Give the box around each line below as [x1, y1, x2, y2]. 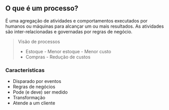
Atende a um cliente [12, 100, 55, 106]
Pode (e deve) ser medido [12, 89, 68, 95]
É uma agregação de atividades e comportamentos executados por [5, 17, 148, 24]
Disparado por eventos [12, 78, 62, 84]
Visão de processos [17, 38, 60, 45]
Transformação [12, 95, 46, 101]
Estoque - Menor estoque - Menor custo [25, 48, 111, 54]
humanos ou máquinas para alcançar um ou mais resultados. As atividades [5, 23, 164, 29]
